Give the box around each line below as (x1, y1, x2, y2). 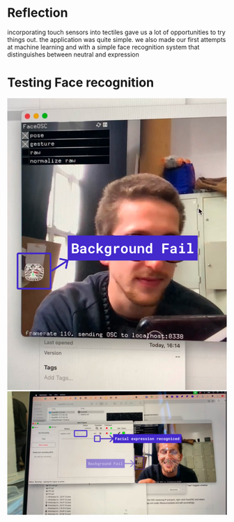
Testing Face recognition (7, 75, 155, 91)
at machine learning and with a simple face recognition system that (7, 43, 200, 51)
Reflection (7, 5, 68, 21)
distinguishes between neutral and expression (7, 50, 139, 59)
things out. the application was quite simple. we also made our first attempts (7, 35, 226, 43)
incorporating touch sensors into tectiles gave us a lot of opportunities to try (7, 28, 226, 36)
